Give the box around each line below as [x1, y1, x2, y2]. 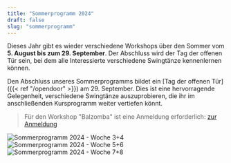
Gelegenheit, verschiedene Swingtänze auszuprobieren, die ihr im [7, 92, 195, 100]
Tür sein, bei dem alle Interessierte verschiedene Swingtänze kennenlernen [7, 57, 222, 65]
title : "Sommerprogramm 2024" [7, 10, 95, 17]
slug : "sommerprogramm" [7, 23, 76, 30]
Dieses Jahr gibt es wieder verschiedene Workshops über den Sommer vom [7, 42, 225, 50]
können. [7, 64, 30, 73]
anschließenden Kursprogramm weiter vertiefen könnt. [7, 99, 163, 108]
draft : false [7, 17, 45, 23]
